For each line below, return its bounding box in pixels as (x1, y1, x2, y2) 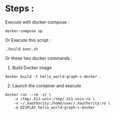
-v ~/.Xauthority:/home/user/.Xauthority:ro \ (14, 101, 111, 106)
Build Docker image (12, 65, 52, 70)
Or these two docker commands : (5, 55, 72, 61)
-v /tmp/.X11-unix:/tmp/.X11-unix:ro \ (14, 96, 95, 101)
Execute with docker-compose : (5, 19, 69, 25)
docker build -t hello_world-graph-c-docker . (5, 74, 102, 79)
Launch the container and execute (12, 83, 82, 89)
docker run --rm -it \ (5, 92, 51, 97)
